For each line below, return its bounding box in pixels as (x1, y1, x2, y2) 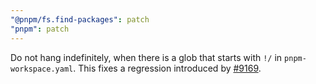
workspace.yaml (10, 64, 74, 74)
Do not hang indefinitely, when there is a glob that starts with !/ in (10, 51, 283, 63)
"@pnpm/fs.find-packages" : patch (10, 14, 150, 25)
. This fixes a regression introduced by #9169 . (73, 62, 262, 74)
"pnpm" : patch (10, 24, 70, 34)
